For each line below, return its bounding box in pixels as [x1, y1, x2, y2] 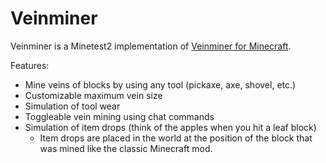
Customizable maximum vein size [24, 89, 163, 101]
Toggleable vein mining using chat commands [24, 110, 215, 122]
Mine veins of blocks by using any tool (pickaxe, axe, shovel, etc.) [24, 78, 297, 91]
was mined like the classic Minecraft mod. [39, 142, 213, 154]
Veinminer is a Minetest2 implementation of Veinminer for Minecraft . [10, 40, 292, 52]
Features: [10, 59, 50, 71]
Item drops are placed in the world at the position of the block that [39, 132, 313, 144]
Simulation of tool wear [24, 100, 121, 112]
